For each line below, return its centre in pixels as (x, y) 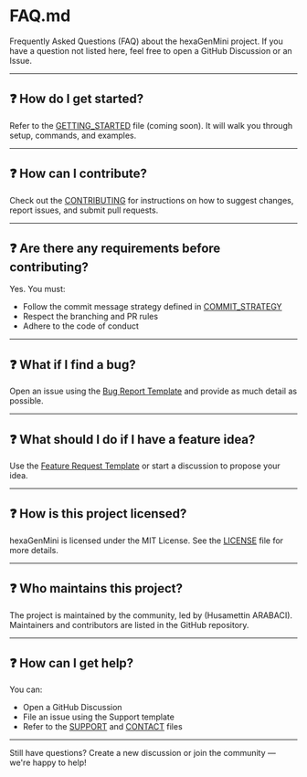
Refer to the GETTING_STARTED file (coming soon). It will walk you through (151, 125)
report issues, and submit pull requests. (84, 210)
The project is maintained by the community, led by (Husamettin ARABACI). (151, 615)
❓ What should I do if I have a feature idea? (132, 439)
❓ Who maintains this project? (96, 588)
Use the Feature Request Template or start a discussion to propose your (145, 466)
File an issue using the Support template (99, 717)
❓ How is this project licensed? (98, 514)
